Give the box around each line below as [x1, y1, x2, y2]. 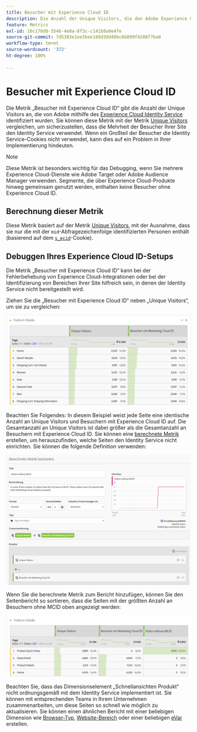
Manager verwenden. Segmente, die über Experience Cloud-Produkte [6, 177, 175, 184]
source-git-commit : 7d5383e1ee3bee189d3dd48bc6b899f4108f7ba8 [6, 34, 161, 40]
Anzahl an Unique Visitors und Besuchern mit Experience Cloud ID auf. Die [6, 418, 186, 425]
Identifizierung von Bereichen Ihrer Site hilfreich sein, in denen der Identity [6, 279, 186, 287]
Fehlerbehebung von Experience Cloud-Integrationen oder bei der [6, 273, 166, 280]
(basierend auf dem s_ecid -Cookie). [6, 235, 94, 242]
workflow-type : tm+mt [6, 40, 59, 46]
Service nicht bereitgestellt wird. [6, 286, 84, 293]
